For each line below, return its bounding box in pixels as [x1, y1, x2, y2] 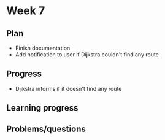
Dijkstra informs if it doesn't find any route [15, 85, 122, 92]
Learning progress [6, 103, 79, 114]
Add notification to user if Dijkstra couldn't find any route [15, 51, 159, 58]
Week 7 [6, 4, 45, 18]
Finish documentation [15, 44, 71, 52]
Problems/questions [6, 123, 86, 134]
